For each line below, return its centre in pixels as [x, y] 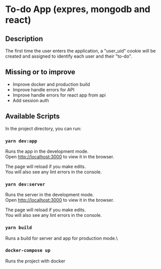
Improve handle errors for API [44, 89]
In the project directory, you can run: [43, 128]
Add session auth [31, 100]
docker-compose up [28, 251]
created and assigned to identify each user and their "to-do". [69, 56]
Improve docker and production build [51, 84]
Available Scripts [32, 117]
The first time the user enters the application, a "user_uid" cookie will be [80, 51]
